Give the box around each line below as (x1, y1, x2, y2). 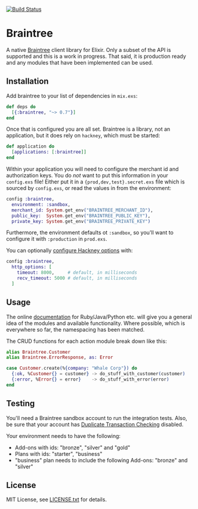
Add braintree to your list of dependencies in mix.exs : (6, 92, 138, 99)
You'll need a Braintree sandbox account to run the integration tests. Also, (6, 414, 188, 421)
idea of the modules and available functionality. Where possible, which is (6, 320, 185, 327)
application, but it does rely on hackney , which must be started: (6, 132, 160, 139)
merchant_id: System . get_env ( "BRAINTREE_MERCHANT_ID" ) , (11, 207, 153, 213)
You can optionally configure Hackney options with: (6, 247, 133, 254)
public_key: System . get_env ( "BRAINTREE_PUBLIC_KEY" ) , (11, 213, 151, 219)
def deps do (6, 103, 36, 110)
